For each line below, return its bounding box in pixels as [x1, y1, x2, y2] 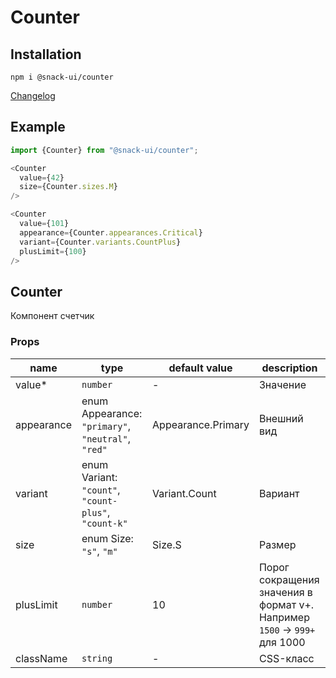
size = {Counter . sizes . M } [19, 182, 118, 192]
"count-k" [81, 517, 128, 529]
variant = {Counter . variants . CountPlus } [19, 237, 182, 247]
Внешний [258, 411, 304, 425]
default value [168, 361, 233, 375]
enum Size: [81, 531, 134, 545]
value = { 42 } [19, 172, 65, 183]
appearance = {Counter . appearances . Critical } [19, 227, 203, 238]
